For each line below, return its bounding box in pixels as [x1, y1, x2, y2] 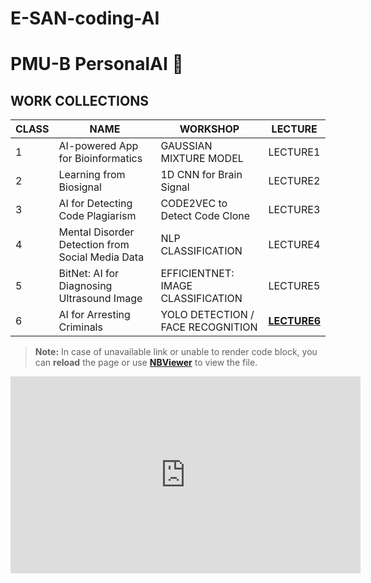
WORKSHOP [179, 122, 240, 136]
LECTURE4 [268, 238, 321, 252]
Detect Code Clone [160, 209, 251, 223]
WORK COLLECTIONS [10, 92, 149, 109]
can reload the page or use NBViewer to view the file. [34, 357, 258, 369]
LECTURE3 [268, 203, 321, 217]
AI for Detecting [58, 197, 133, 211]
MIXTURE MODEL [160, 152, 244, 166]
